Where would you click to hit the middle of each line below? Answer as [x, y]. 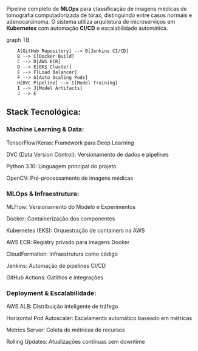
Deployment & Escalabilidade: [51, 293]
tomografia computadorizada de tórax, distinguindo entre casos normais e [99, 15]
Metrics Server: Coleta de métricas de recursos [66, 330]
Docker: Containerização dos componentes [61, 219]
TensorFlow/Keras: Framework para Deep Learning [70, 143]
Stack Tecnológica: [43, 112]
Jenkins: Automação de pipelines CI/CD [56, 265]
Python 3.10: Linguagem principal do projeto [61, 166]
